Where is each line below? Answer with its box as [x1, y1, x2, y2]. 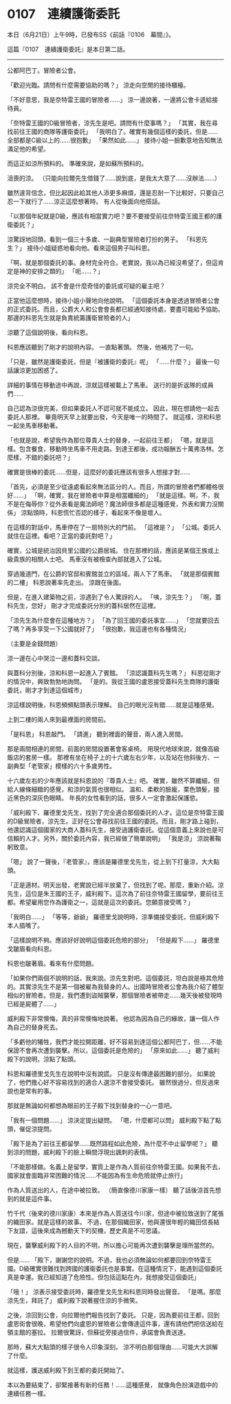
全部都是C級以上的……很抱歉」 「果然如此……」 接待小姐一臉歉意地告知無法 [7, 136, 223, 144]
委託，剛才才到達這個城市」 [7, 685, 86, 694]
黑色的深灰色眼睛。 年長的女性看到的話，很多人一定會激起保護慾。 [12, 794, 201, 802]
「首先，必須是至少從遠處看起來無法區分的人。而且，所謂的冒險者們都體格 [7, 482, 218, 490]
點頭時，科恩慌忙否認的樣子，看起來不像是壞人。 [26, 508, 166, 517]
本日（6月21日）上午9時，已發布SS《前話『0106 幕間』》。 [7, 30, 175, 39]
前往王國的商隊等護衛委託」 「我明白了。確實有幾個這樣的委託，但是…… [12, 127, 219, 135]
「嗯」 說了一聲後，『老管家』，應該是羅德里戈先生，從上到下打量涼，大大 [7, 857, 214, 865]
